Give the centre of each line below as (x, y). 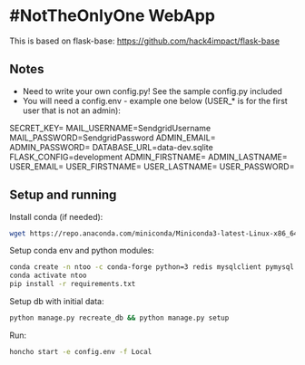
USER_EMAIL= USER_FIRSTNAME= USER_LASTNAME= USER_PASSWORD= (152, 166)
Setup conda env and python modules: (82, 251)
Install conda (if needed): (56, 216)
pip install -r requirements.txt (73, 284)
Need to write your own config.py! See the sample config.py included (152, 91)
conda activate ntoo (49, 276)
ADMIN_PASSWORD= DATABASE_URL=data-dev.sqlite (111, 147)
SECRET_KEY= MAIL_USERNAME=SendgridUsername (110, 128)
